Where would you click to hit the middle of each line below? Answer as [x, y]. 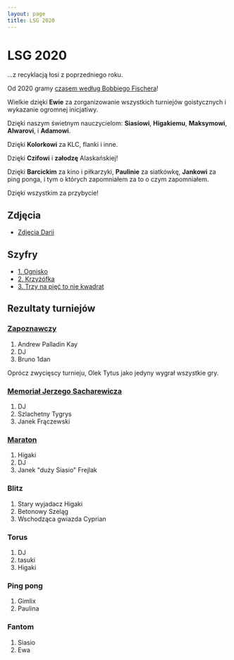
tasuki [26, 560]
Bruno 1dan [34, 359]
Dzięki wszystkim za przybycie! [53, 193]
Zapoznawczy [32, 329]
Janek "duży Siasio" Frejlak [57, 470]
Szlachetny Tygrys [44, 414]
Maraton [22, 440]
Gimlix [27, 601]
